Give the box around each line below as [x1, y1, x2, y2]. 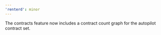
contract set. [5, 25, 31, 31]
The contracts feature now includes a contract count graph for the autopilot [5, 20, 156, 26]
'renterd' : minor [5, 7, 40, 12]
